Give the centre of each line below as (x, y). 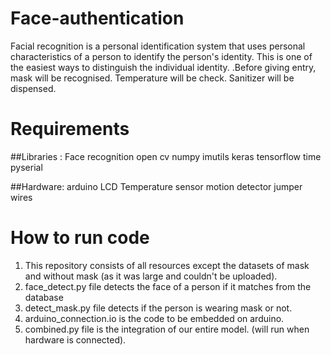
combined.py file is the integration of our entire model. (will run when (167, 329)
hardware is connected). (75, 339)
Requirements (70, 129)
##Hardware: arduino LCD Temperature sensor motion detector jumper (156, 186)
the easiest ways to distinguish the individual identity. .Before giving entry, (163, 67)
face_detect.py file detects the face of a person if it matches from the (168, 286)
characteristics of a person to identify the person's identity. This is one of (161, 56)
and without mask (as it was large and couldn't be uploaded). (151, 276)
